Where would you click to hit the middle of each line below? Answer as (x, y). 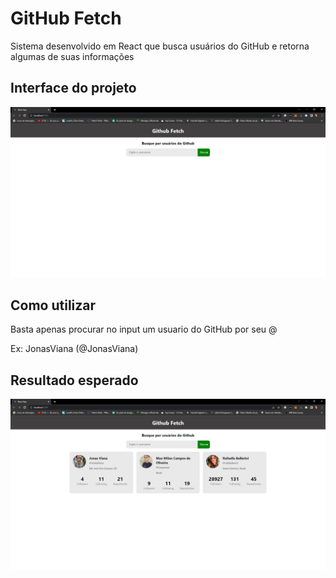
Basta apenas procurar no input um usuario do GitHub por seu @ (144, 329)
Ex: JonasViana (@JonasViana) (74, 349)
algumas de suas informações (72, 56)
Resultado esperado (74, 380)
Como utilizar (53, 305)
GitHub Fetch (66, 18)
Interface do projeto (73, 88)
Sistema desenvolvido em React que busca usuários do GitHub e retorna (160, 46)
